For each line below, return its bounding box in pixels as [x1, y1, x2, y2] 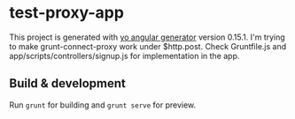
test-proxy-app [9, 3, 124, 23]
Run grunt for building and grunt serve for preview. [9, 100, 197, 110]
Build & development [9, 76, 126, 91]
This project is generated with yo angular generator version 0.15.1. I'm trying [9, 32, 285, 42]
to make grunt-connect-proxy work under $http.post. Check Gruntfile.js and [9, 41, 287, 51]
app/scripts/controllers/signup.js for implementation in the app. [9, 50, 240, 61]
